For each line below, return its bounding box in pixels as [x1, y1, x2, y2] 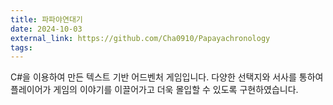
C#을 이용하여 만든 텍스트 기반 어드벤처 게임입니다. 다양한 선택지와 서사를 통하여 [10, 71, 324, 83]
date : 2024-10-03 [10, 24, 83, 34]
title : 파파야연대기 [10, 14, 83, 25]
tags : [10, 42, 33, 53]
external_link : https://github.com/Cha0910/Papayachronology [10, 33, 271, 43]
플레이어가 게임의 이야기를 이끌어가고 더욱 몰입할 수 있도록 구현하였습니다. [10, 84, 299, 96]
